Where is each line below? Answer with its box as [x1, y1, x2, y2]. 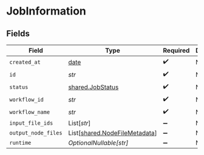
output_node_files [9, 130, 63, 136]
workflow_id [9, 96, 44, 103]
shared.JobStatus [68, 83, 119, 91]
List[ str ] [68, 119, 91, 127]
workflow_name [9, 108, 50, 116]
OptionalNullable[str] [68, 139, 129, 147]
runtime [9, 139, 32, 146]
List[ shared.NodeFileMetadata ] [68, 129, 157, 137]
